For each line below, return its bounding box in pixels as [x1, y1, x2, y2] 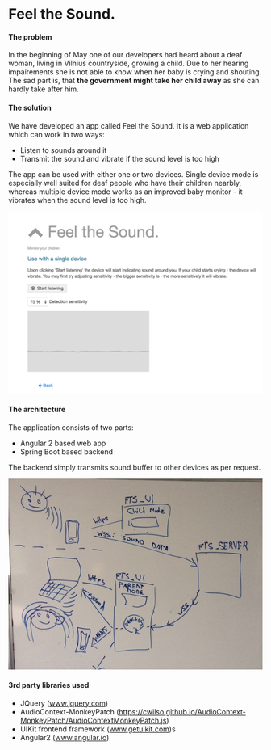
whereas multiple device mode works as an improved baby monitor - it [8, 187, 244, 196]
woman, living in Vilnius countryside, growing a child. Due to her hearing [8, 58, 249, 69]
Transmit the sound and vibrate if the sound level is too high [19, 154, 220, 163]
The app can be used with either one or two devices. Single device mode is [8, 169, 259, 179]
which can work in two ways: [8, 129, 105, 139]
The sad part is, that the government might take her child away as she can [8, 76, 260, 86]
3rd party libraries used [8, 680, 90, 690]
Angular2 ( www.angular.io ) [19, 732, 110, 742]
